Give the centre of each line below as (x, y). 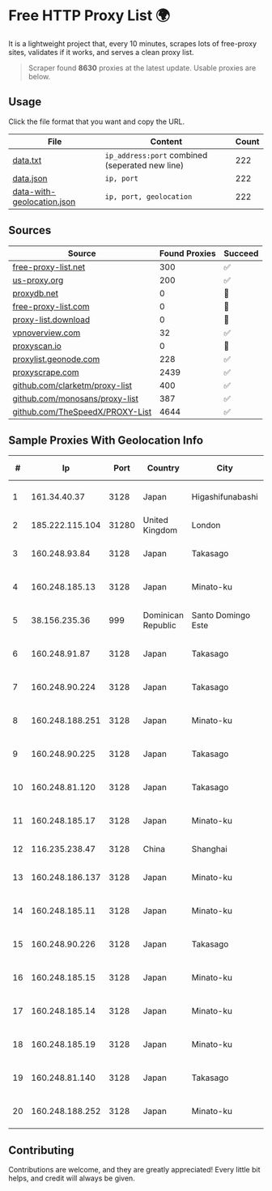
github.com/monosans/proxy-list (76, 398)
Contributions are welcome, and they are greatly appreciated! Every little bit (134, 1170)
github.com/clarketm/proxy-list (72, 385)
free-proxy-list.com (51, 306)
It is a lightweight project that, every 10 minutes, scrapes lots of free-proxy (133, 43)
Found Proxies (187, 253)
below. (39, 76)
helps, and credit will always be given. (72, 1178)
